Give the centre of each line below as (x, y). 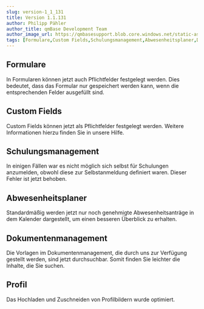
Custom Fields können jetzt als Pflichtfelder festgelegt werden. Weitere (95, 126)
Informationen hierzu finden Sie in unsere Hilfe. (65, 132)
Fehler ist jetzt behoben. (37, 179)
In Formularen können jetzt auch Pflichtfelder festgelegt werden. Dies (93, 79)
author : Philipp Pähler (36, 23)
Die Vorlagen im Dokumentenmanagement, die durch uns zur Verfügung (97, 253)
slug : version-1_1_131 (35, 12)
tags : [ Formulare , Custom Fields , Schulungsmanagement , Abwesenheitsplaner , (102, 40)
